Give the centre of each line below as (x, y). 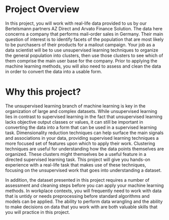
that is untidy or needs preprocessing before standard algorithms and (77, 196)
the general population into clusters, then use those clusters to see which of (84, 55)
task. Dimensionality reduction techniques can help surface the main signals (84, 133)
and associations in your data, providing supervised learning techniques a (82, 138)
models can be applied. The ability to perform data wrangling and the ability (84, 201)
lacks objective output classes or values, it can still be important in (74, 122)
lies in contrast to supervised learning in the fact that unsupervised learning (84, 117)
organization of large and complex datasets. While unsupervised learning (81, 111)
